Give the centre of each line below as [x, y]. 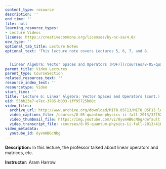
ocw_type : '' [19, 42]
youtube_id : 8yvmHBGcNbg [35, 133]
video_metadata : [22, 128]
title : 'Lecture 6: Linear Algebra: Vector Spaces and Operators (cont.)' [84, 96]
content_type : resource [30, 10]
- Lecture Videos [23, 33]
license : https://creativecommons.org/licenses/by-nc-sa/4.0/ [70, 38]
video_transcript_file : [34, 124]
